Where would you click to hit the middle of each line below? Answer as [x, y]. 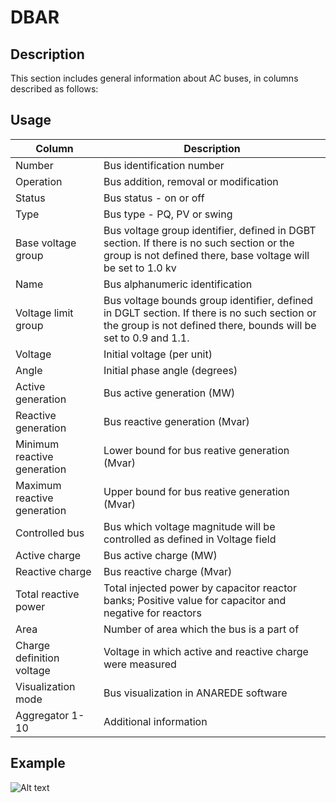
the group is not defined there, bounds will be [210, 325]
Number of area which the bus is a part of [201, 629]
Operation [39, 181]
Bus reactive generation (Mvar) [176, 421]
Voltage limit [44, 313]
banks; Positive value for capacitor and [195, 600]
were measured [140, 664]
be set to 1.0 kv [140, 268]
